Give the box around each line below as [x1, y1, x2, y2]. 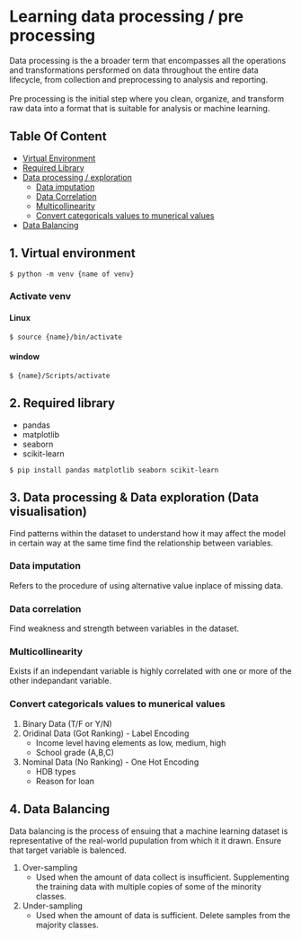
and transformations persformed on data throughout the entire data [9, 65, 259, 75]
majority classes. [35, 919, 99, 930]
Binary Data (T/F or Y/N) [22, 718, 112, 729]
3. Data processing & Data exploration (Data [9, 490, 259, 505]
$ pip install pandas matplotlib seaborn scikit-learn [9, 465, 219, 474]
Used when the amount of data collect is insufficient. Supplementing [35, 872, 290, 882]
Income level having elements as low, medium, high [35, 737, 226, 748]
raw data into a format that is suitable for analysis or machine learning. [9, 102, 270, 113]
